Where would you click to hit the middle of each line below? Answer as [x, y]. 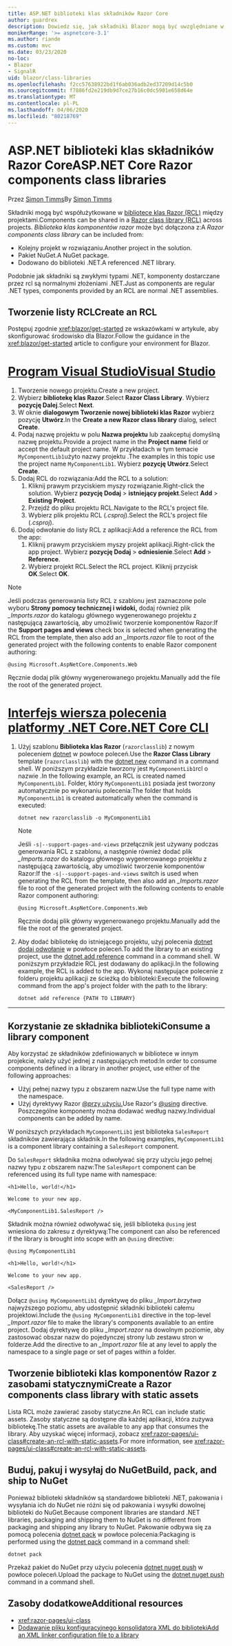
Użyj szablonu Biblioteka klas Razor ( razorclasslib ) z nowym [106, 747]
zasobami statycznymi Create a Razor [90, 1385]
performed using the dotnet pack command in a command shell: [99, 1542]
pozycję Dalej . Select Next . [56, 405]
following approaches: [40, 1075]
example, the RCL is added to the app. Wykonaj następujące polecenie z [120, 971]
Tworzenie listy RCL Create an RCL [83, 312]
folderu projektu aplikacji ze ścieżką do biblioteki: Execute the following [118, 979]
